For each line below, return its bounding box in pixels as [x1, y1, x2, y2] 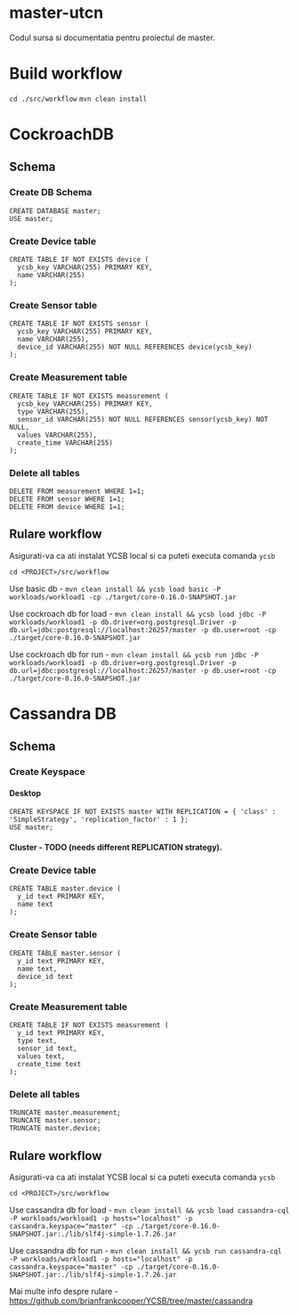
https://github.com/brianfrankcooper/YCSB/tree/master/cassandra [9, 1295, 254, 1306]
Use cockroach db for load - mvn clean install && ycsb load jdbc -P [9, 608, 267, 619]
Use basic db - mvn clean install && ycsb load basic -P [9, 583, 221, 594]
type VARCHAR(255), [17, 407, 90, 416]
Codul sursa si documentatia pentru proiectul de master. [9, 32, 215, 43]
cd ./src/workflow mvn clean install [9, 95, 148, 103]
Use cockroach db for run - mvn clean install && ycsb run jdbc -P [9, 649, 260, 660]
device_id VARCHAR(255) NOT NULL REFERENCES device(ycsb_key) [17, 342, 253, 352]
